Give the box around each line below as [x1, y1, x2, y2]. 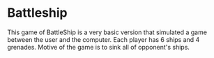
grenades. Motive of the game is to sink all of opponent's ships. [7, 43, 190, 51]
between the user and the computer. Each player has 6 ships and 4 [7, 35, 200, 43]
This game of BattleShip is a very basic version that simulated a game [7, 28, 208, 36]
